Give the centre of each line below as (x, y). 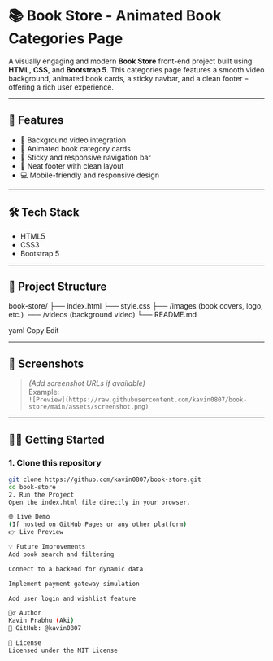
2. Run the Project (41, 495)
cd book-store (32, 487)
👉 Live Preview (36, 532)
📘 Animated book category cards (76, 148)
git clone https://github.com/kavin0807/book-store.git (105, 479)
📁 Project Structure (58, 286)
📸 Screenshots (46, 363)
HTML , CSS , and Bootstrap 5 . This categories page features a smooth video (136, 69)
